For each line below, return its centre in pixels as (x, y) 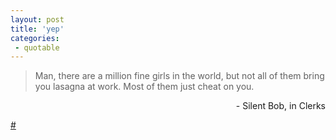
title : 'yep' (37, 29)
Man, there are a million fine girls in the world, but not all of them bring (179, 76)
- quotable (37, 47)
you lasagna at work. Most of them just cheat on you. (144, 87)
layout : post (37, 19)
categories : (35, 38)
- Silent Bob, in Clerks (280, 106)
